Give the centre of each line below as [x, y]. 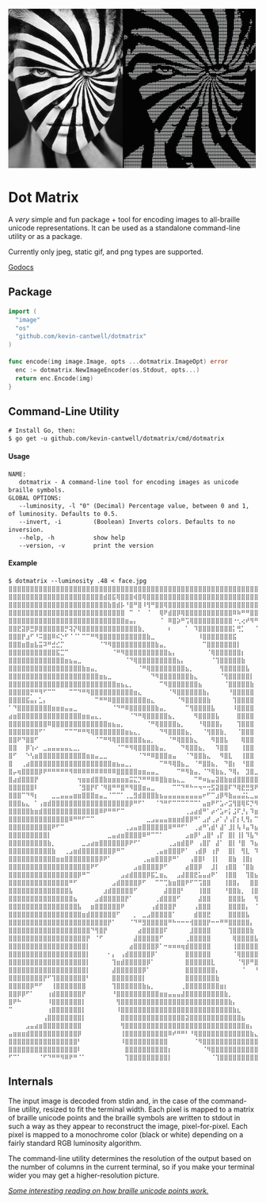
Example [23, 563]
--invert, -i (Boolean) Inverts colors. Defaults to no [127, 522]
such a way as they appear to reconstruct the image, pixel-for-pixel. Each [128, 1126]
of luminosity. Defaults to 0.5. [63, 514]
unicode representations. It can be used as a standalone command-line [125, 228]
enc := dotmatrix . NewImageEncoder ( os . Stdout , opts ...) [108, 370]
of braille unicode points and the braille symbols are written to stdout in [124, 1117]
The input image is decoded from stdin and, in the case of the [109, 1101]
